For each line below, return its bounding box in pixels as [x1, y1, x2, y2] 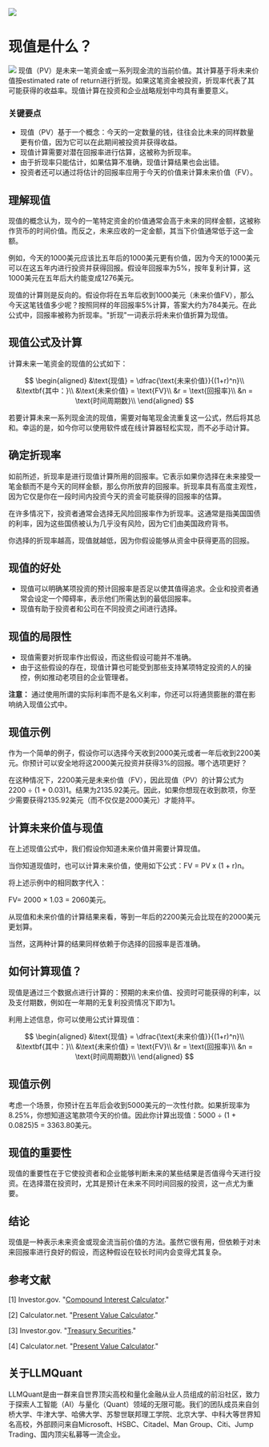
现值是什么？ [8, 38, 94, 56]
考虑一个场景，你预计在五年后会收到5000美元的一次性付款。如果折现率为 [8, 1100, 251, 1110]
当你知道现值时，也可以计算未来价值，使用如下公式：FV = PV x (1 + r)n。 [8, 860, 249, 870]
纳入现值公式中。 [14, 700, 72, 709]
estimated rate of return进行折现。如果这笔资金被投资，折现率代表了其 [22, 75, 255, 85]
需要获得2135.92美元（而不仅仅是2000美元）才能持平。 [14, 795, 199, 805]
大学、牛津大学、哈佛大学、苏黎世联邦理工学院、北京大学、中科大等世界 [14, 1409, 254, 1419]
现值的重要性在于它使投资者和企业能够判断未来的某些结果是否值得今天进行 [8, 1169, 254, 1178]
